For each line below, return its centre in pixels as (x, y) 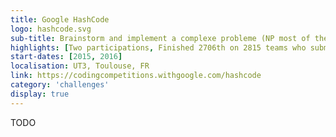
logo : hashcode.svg (51, 29)
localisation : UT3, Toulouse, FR (80, 66)
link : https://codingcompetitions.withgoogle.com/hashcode (136, 76)
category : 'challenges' (60, 85)
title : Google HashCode (60, 19)
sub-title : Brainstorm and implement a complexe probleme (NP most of (160, 38)
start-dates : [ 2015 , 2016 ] (66, 57)
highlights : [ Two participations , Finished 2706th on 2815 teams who (158, 47)
